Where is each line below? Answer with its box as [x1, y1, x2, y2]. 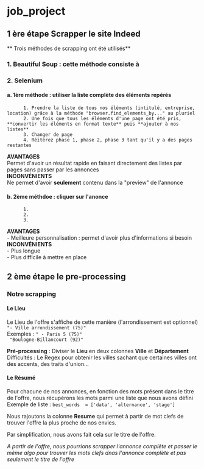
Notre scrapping [7, 290, 57, 298]
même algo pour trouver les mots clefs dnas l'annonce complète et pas [7, 449, 186, 456]
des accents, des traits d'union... [7, 360, 89, 367]
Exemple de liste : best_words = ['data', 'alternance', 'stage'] [7, 401, 175, 408]
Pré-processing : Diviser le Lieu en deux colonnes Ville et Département [7, 347, 189, 354]
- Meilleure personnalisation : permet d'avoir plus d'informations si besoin [7, 234, 192, 242]
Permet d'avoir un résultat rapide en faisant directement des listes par [7, 160, 182, 167]
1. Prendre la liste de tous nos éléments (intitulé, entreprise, [23, 105, 195, 111]
